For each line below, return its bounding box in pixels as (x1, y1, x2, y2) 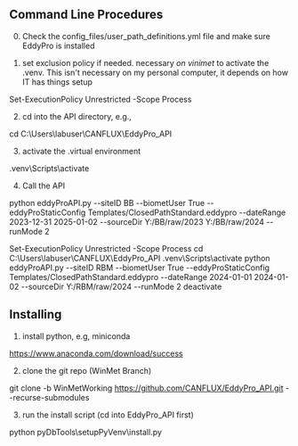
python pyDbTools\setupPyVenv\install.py (9, 426, 163, 437)
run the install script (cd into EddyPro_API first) (21, 409, 194, 420)
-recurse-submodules (9, 392, 90, 402)
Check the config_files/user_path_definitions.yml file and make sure (21, 30, 271, 41)
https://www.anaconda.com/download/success (9, 348, 184, 359)
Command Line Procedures (9, 7, 164, 22)
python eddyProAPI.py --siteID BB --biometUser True (9, 197, 205, 208)
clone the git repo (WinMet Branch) (21, 365, 152, 376)
